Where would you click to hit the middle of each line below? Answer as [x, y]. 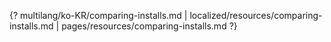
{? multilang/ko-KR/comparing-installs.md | [98, 15]
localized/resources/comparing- [256, 15]
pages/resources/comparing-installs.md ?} [149, 26]
